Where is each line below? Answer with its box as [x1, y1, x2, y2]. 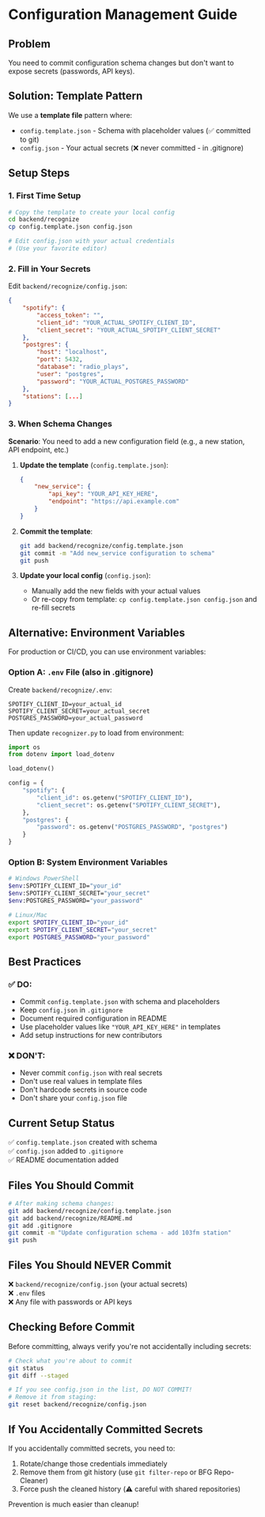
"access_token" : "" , [36, 311, 104, 319]
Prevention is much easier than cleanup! [8, 1499, 139, 1509]
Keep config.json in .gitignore [19, 1006, 123, 1015]
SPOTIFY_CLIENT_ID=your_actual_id [8, 700, 123, 708]
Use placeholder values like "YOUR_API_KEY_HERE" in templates [19, 1022, 221, 1032]
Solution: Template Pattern [8, 89, 143, 103]
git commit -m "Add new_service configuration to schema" [19, 549, 215, 557]
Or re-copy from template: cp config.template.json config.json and [31, 595, 257, 604]
